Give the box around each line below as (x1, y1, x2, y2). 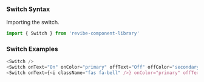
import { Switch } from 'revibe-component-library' (6, 30, 140, 36)
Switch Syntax (6, 5, 50, 13)
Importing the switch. (6, 19, 59, 26)
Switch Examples (6, 45, 59, 53)
